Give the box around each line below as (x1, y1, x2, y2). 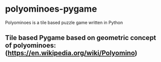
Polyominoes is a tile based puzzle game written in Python (5, 20, 123, 25)
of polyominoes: (5, 41, 56, 50)
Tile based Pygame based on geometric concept (5, 34, 156, 42)
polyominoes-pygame (5, 3, 97, 15)
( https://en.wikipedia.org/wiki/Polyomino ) (5, 49, 137, 57)
